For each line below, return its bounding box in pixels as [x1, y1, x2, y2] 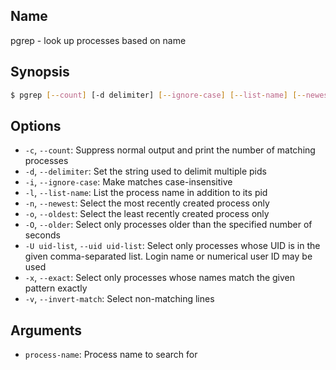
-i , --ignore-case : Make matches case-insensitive [24, 176, 233, 188]
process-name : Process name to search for [24, 349, 198, 361]
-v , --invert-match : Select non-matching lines [24, 293, 215, 305]
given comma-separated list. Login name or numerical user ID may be [24, 250, 313, 263]
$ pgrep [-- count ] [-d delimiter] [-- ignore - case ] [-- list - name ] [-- [10, 90, 307, 100]
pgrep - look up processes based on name [10, 34, 187, 46]
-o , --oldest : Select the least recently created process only [24, 208, 270, 220]
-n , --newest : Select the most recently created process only [24, 197, 270, 209]
